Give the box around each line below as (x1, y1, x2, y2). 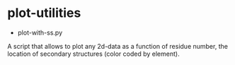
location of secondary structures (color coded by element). (7, 49, 180, 58)
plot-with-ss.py (17, 28, 63, 37)
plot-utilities (7, 5, 81, 21)
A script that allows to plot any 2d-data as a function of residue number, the (7, 42, 229, 50)
